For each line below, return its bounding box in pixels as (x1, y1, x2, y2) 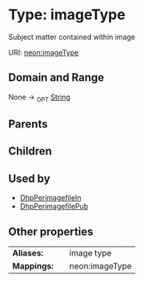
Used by (8, 171, 50, 185)
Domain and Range (8, 70, 105, 85)
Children (8, 144, 52, 158)
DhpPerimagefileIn (19, 193, 82, 203)
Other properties (8, 224, 94, 238)
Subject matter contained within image (8, 32, 136, 42)
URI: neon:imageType (8, 47, 79, 57)
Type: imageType (8, 6, 126, 24)
